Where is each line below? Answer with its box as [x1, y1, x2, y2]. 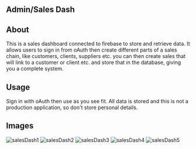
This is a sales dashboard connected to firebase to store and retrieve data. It [6, 40, 190, 48]
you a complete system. [6, 65, 64, 72]
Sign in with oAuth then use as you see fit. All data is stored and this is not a [6, 98, 189, 105]
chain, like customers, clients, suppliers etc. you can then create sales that [6, 53, 186, 60]
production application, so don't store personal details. [6, 104, 138, 111]
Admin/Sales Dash [6, 5, 75, 15]
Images [6, 121, 34, 131]
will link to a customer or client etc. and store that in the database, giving [6, 59, 181, 66]
